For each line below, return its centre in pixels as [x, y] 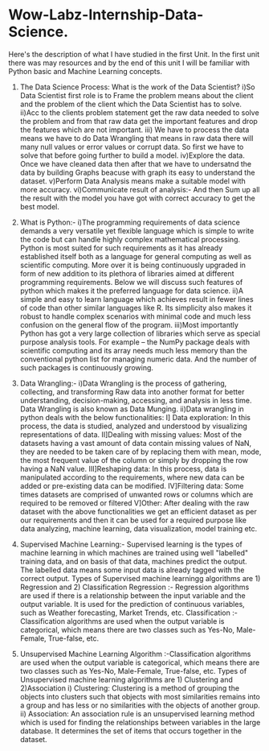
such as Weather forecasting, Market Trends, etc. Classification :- [129, 613]
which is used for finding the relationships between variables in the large [140, 722]
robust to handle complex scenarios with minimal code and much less [135, 316]
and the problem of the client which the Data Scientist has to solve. [131, 104]
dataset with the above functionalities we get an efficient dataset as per [138, 511]
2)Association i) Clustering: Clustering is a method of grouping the [129, 688]
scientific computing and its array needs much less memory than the [133, 350]
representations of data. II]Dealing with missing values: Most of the [131, 434]
